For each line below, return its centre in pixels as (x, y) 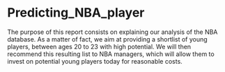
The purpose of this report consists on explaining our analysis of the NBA (113, 32)
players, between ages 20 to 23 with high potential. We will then (99, 46)
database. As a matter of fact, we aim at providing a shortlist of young (107, 39)
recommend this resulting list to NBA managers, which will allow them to (111, 54)
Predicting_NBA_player (76, 13)
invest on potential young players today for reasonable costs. (95, 61)
